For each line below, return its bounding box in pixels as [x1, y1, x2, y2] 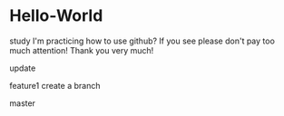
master [9, 97, 36, 109]
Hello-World [9, 5, 103, 26]
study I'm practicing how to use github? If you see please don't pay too [9, 35, 275, 46]
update [9, 63, 36, 73]
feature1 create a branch [9, 80, 101, 91]
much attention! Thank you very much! [9, 44, 154, 55]
